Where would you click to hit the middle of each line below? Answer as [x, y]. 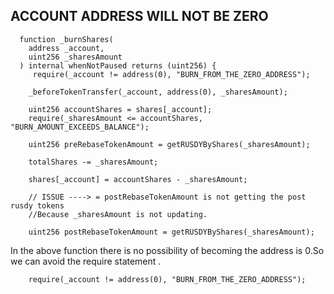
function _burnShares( [66, 39]
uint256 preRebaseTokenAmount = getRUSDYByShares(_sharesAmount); [169, 144]
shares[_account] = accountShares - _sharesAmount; [138, 179]
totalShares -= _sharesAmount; [93, 162]
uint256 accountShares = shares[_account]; [120, 109]
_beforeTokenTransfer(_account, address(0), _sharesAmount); [158, 92]
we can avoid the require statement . [86, 261]
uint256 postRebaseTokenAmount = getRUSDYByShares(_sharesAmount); [171, 232]
